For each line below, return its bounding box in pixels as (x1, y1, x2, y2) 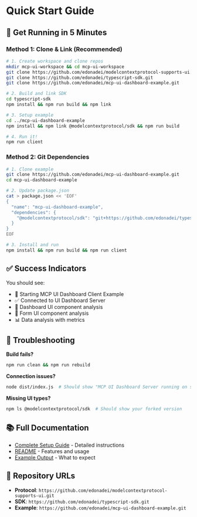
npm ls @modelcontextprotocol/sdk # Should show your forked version (6, 406, 182, 412)
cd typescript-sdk (6, 96, 51, 102)
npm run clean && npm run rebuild (6, 362, 91, 368)
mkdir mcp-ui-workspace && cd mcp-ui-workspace (6, 63, 125, 70)
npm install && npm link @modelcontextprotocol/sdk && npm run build (6, 123, 180, 129)
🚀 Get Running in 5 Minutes (6, 28, 107, 38)
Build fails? (6, 351, 34, 358)
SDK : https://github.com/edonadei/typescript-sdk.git (14, 498, 150, 505)
